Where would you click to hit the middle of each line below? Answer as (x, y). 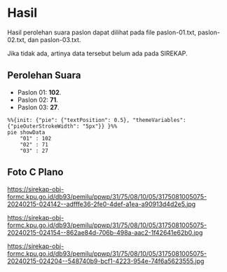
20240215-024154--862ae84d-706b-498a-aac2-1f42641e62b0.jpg (105, 232)
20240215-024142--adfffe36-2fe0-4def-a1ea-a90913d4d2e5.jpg (102, 204)
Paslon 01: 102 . (39, 92)
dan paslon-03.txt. (54, 39)
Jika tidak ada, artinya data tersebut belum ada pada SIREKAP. (97, 53)
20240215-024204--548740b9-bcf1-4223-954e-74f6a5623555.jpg (106, 261)
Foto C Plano (35, 172)
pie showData (26, 132)
